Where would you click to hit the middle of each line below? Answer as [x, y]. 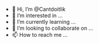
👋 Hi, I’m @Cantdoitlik [39, 9]
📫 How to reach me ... [40, 35]
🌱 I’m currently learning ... [44, 22]
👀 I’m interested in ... [37, 15]
